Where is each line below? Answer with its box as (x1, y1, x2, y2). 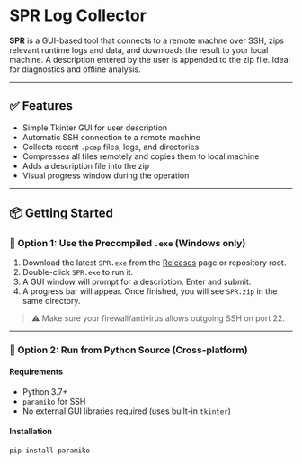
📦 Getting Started (9, 206, 114, 221)
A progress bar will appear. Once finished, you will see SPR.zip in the (22, 286, 278, 297)
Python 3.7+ (22, 386, 68, 397)
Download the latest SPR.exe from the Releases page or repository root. (22, 257, 287, 268)
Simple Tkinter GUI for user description (22, 122, 168, 133)
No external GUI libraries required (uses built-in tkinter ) (22, 406, 232, 416)
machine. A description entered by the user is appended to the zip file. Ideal (9, 54, 290, 65)
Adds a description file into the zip (22, 160, 150, 171)
